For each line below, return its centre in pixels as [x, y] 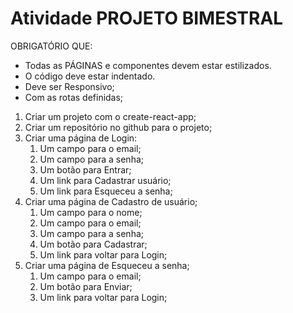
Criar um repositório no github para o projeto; [118, 127]
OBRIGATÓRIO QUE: [51, 46]
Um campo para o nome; [91, 212]
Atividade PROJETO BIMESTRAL [147, 18]
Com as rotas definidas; [74, 97]
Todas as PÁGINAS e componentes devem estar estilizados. [148, 65]
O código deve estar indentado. [90, 76]
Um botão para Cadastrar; [93, 244]
